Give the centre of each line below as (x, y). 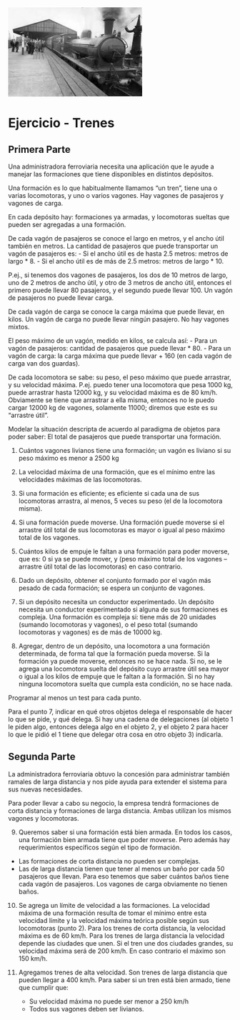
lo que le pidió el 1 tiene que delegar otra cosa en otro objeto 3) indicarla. (116, 734)
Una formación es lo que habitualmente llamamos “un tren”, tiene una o (113, 188)
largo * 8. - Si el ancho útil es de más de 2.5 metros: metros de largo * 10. (116, 261)
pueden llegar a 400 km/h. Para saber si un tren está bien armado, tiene (124, 980)
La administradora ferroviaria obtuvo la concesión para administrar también (119, 774)
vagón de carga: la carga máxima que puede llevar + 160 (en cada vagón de (120, 356)
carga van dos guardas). (44, 363)
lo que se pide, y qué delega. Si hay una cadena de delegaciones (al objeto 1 (121, 719)
